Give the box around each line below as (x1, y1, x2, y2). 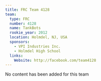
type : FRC (9, 16, 30, 21)
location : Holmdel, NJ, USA (9, 35, 68, 40)
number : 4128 (9, 21, 37, 26)
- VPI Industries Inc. (14, 44, 61, 49)
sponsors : (9, 40, 30, 44)
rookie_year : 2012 (9, 30, 48, 35)
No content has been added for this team (5, 71, 89, 77)
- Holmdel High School (14, 48, 61, 53)
